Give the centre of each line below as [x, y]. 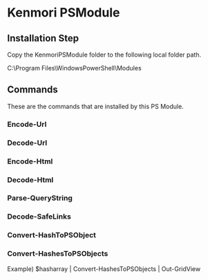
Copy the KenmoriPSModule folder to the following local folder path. [104, 54]
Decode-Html [30, 179]
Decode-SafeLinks [39, 217]
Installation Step [43, 38]
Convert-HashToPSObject [52, 235]
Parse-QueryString [40, 198]
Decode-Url [27, 143]
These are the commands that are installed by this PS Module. [96, 106]
